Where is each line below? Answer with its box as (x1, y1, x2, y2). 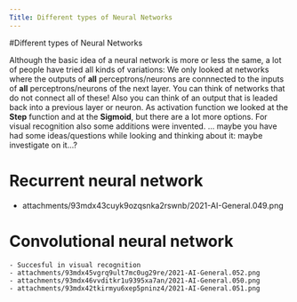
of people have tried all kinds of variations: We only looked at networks (9, 64, 269, 75)
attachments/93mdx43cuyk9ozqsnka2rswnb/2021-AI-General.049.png (21, 200, 285, 211)
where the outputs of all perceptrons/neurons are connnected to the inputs (9, 73, 285, 84)
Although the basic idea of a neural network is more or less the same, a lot (9, 54, 282, 65)
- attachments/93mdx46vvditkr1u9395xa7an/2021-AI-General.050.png (9, 276, 261, 285)
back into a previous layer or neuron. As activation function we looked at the (9, 101, 289, 112)
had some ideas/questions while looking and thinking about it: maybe (9, 130, 263, 140)
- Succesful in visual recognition (9, 260, 141, 269)
